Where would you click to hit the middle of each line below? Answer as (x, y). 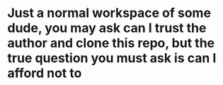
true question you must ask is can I (112, 58)
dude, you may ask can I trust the (107, 28)
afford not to (45, 73)
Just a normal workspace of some (109, 13)
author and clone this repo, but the (111, 43)
